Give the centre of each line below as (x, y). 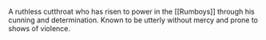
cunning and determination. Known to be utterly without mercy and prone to (133, 20)
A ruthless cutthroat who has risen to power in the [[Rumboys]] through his (131, 12)
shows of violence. (39, 28)
